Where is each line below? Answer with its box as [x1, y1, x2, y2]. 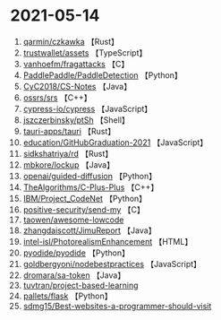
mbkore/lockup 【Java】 [22, 159, 115, 170]
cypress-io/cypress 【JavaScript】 [22, 103, 153, 114]
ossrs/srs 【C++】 [22, 91, 92, 103]
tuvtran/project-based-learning [22, 280, 139, 290]
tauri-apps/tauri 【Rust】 [22, 125, 116, 136]
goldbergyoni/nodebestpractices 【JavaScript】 [22, 258, 202, 269]
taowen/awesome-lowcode [22, 214, 124, 225]
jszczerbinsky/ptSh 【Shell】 [22, 114, 131, 125]
